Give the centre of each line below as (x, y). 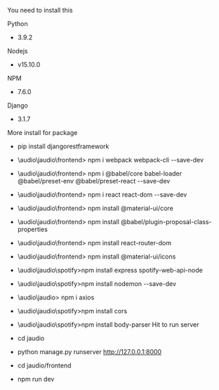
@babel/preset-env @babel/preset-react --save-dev (94, 181)
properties (32, 229)
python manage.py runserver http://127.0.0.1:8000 (89, 352)
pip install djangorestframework (63, 146)
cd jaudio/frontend (44, 365)
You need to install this (40, 10)
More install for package (42, 132)
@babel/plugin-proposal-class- (166, 222)
